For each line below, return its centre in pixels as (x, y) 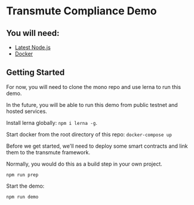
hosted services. (27, 111)
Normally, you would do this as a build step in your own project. (84, 164)
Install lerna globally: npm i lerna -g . (52, 123)
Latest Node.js (33, 47)
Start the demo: (25, 186)
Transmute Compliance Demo (81, 11)
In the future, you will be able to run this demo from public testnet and (92, 105)
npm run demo (22, 197)
